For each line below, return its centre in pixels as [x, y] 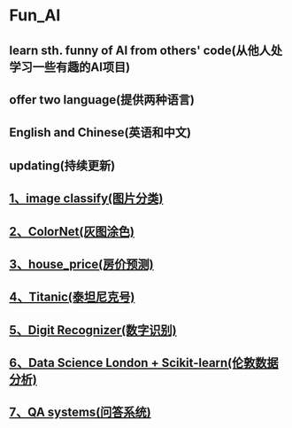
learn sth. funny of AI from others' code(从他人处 [146, 50]
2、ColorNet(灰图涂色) [72, 231]
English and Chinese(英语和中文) [100, 132]
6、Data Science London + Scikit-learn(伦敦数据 [144, 363]
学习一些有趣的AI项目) [70, 67]
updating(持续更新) [62, 165]
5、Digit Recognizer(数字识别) [93, 330]
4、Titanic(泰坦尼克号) [72, 297]
